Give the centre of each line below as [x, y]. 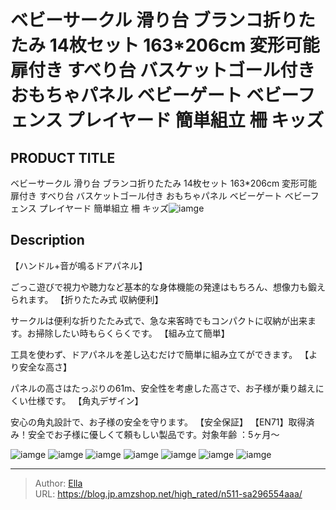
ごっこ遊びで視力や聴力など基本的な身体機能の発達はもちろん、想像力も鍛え [168, 287]
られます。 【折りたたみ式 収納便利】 [87, 299]
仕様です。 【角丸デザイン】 [85, 400]
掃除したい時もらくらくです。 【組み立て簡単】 [132, 333]
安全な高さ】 [45, 367]
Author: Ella [58, 483]
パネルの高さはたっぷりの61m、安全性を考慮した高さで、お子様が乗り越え [163, 388]
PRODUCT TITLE [63, 157]
